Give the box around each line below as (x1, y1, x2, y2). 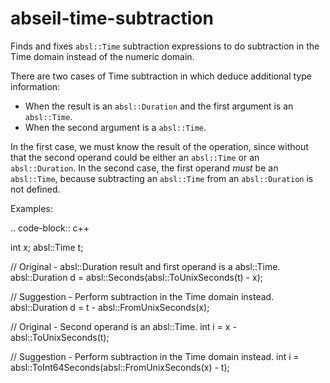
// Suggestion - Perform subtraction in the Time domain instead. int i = (10, 350, 300, 362)
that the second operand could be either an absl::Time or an (10, 151, 260, 163)
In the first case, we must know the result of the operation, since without (10, 140, 309, 152)
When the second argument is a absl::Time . (24, 121, 207, 133)
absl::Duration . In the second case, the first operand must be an (10, 162, 279, 174)
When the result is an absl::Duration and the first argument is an (24, 100, 294, 112)
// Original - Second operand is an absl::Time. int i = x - (10, 320, 237, 332)
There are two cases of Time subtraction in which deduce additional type (10, 70, 312, 82)
